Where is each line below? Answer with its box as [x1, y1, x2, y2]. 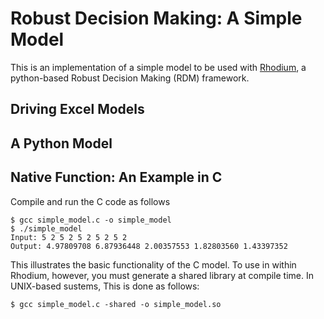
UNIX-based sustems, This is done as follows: [10, 280, 200, 292]
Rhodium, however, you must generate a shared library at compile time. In [10, 269, 315, 281]
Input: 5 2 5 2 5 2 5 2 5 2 [10, 232, 128, 242]
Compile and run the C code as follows [10, 195, 171, 207]
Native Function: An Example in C [10, 169, 223, 186]
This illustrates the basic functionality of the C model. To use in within [10, 258, 297, 271]
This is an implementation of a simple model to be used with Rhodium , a [10, 61, 307, 73]
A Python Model [10, 135, 113, 152]
